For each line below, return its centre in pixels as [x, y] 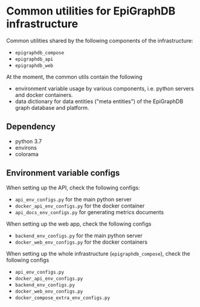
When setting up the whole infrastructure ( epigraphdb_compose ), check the [98, 253]
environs [26, 147]
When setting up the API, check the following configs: [73, 188]
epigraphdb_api [34, 59]
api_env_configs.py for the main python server [73, 199]
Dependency [31, 127]
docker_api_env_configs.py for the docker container [80, 206]
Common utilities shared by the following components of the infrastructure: [100, 40]
